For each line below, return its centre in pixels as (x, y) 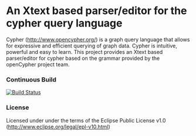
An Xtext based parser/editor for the (97, 11)
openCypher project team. (38, 64)
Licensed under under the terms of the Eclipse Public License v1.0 (86, 120)
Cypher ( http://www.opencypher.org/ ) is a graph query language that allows (98, 39)
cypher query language (64, 23)
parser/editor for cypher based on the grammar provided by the (83, 58)
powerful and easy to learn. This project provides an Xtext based (85, 52)
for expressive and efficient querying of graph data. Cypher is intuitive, (92, 46)
